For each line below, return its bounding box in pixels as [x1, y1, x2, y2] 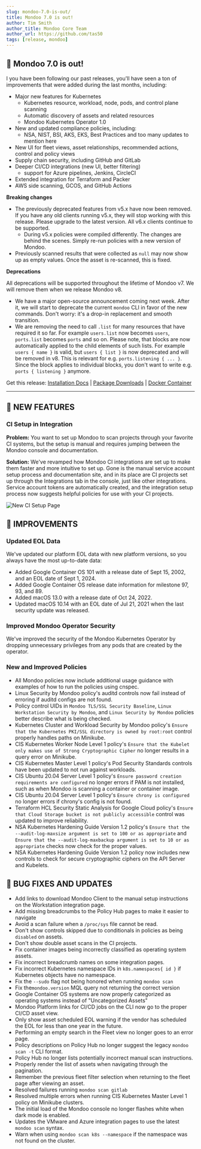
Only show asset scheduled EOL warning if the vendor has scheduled [14, 1016, 187, 1023]
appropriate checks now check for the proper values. [14, 842, 147, 849]
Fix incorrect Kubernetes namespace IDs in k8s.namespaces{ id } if [14, 965, 181, 972]
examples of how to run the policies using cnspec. [14, 683, 139, 690]
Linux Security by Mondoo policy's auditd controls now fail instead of [14, 689, 186, 696]
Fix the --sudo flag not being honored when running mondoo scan [14, 977, 173, 985]
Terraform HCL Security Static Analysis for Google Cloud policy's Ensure [14, 804, 193, 811]
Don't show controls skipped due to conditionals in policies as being [14, 927, 184, 934]
